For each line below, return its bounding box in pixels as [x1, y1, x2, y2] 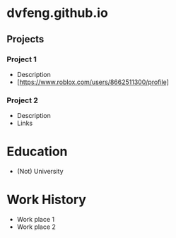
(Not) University [16, 167, 64, 176]
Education [6, 143, 68, 160]
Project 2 [6, 95, 38, 105]
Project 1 [6, 54, 37, 64]
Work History [6, 192, 86, 208]
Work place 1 [16, 215, 55, 224]
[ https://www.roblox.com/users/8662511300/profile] [16, 78, 169, 86]
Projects [6, 33, 45, 45]
